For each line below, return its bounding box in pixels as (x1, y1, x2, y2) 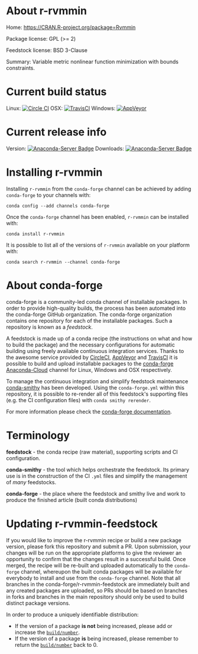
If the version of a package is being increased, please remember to (14, 634, 178, 642)
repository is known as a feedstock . (6, 323, 93, 331)
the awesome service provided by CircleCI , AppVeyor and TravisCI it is (6, 354, 178, 361)
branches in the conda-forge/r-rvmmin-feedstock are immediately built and (6, 581, 190, 588)
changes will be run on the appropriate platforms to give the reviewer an (6, 549, 182, 556)
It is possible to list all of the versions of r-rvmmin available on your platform (6, 241, 190, 248)
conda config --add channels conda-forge (6, 203, 110, 209)
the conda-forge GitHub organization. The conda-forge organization (6, 310, 173, 318)
